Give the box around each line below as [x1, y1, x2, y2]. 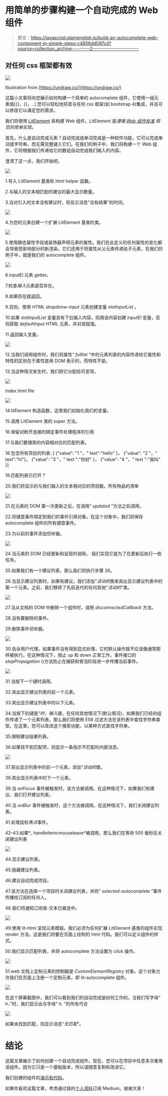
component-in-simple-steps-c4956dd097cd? [17, 40, 111, 46]
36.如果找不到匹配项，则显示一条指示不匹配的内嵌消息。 [5, 744, 121, 750]
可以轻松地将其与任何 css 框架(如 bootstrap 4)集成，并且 [41, 101, 158, 107]
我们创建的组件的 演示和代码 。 [5, 1074, 66, 1080]
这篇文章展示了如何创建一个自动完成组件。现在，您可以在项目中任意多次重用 [5, 1057, 163, 1063]
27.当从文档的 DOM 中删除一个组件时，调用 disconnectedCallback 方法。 [5, 604, 156, 610]
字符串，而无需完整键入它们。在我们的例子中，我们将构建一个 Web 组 [13, 141, 157, 147]
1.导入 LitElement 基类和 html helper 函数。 [5, 178, 93, 184]
